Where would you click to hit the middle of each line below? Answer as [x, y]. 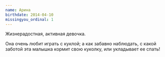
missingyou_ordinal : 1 [29, 19]
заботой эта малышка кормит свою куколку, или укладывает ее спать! [83, 49]
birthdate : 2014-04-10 [29, 15]
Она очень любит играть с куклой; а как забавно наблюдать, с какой [81, 44]
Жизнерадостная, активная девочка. [45, 34]
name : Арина [18, 10]
